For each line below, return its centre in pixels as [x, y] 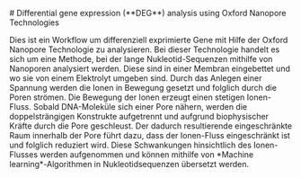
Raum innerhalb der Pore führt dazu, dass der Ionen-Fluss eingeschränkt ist [150, 135]
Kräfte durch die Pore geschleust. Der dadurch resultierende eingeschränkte [151, 126]
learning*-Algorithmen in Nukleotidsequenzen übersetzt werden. [129, 164]
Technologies [35, 22]
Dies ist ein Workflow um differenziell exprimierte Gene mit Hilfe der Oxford [149, 40]
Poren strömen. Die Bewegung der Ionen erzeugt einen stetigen [127, 97]
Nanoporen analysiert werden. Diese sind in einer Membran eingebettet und [150, 68]
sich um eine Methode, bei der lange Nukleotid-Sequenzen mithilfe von [141, 59]
